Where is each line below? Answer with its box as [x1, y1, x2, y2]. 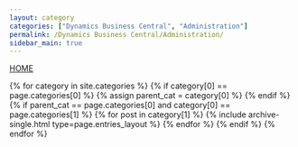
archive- [247, 109, 280, 120]
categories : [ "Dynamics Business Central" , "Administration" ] [9, 22, 248, 31]
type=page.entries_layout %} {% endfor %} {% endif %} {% [51, 119, 275, 130]
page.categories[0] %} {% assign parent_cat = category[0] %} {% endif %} [9, 90, 291, 101]
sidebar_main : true [9, 38, 83, 48]
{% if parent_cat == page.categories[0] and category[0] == [9, 100, 231, 111]
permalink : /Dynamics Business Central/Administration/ [9, 30, 224, 39]
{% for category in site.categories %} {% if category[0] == [9, 80, 228, 91]
